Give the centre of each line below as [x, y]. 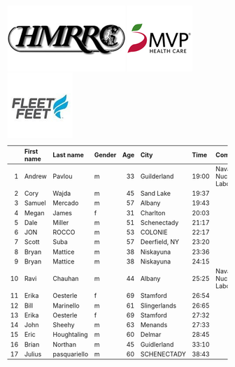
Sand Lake [156, 193]
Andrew [36, 176]
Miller [61, 222]
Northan [65, 344]
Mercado [66, 203]
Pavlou [63, 176]
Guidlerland [157, 344]
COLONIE [154, 232]
